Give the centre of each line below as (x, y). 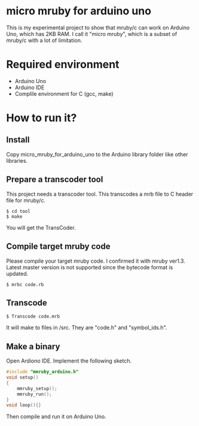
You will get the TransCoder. (41, 227)
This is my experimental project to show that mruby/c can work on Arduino (98, 28)
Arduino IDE (30, 87)
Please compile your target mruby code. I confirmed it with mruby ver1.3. (96, 261)
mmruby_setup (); (37, 388)
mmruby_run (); (34, 394)
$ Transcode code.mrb (33, 317)
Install (18, 140)
